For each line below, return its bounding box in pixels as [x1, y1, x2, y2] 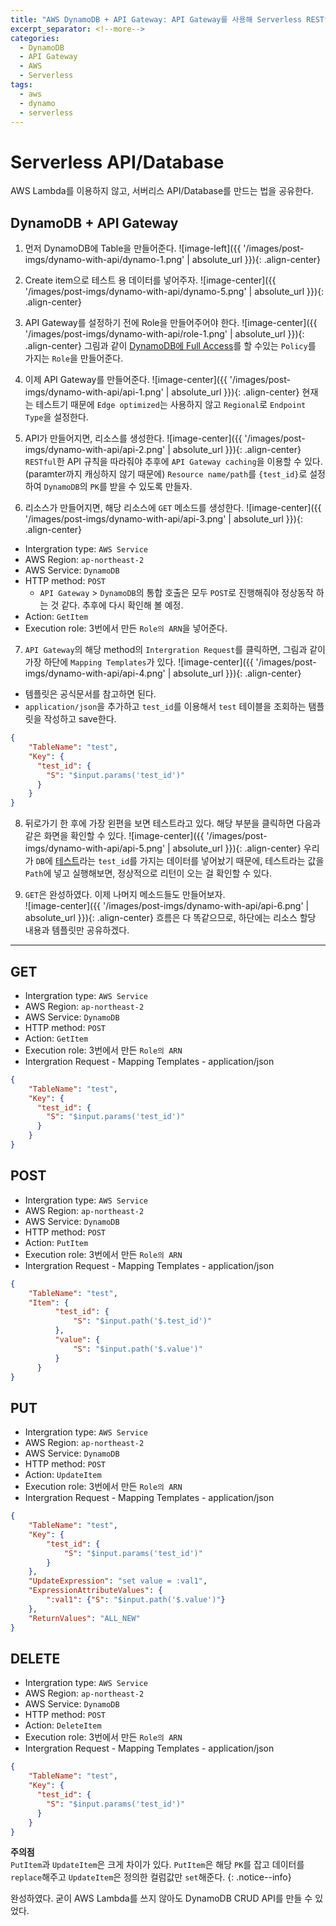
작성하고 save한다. [43, 713, 117, 725]
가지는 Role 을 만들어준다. [24, 352, 124, 365]
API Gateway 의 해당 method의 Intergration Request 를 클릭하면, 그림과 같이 [24, 644, 326, 656]
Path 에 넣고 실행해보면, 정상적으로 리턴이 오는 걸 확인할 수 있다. [24, 867, 272, 880]
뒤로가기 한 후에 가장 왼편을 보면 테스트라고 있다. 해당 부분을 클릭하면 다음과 [24, 817, 322, 830]
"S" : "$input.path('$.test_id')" [73, 1316, 213, 1326]
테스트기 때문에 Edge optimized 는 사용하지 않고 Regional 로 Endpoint [35, 399, 307, 411]
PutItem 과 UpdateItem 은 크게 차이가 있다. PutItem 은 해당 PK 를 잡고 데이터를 [10, 1859, 305, 1871]
